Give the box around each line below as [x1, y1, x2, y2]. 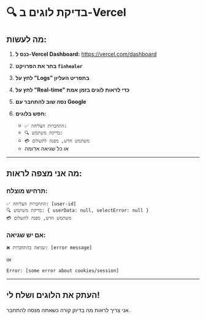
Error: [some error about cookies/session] [6, 267, 120, 274]
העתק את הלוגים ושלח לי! [6, 290, 100, 300]
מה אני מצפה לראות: [6, 168, 82, 179]
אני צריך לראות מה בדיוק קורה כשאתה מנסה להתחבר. [6, 306, 131, 314]
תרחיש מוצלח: [6, 187, 48, 195]
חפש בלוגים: [15, 110, 47, 117]
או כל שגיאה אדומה [24, 145, 69, 152]
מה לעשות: [6, 34, 47, 44]
